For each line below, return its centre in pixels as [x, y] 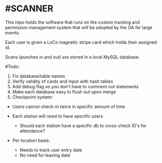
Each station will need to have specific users [58, 116]
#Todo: [12, 66]
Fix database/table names [39, 76]
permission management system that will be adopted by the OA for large [79, 27]
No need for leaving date [45, 155]
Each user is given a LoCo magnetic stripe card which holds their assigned [81, 42]
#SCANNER [29, 9]
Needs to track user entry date [51, 150]
